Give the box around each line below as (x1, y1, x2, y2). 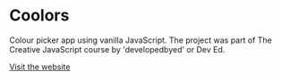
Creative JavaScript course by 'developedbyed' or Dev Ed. (9, 44, 226, 54)
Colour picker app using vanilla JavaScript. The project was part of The (9, 35, 273, 45)
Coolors (9, 5, 70, 26)
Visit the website (9, 61, 71, 72)
